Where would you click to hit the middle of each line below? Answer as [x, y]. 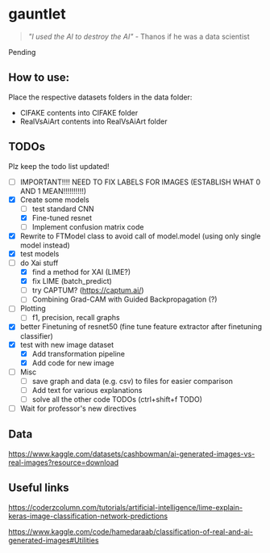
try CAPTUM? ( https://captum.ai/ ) [88, 290]
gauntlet [37, 14]
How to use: [39, 78]
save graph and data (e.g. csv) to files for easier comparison [133, 381]
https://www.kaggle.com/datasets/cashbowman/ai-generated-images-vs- [132, 454]
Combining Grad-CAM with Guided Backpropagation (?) [125, 299]
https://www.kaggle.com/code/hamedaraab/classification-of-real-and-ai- [131, 531]
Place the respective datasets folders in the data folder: [100, 97]
